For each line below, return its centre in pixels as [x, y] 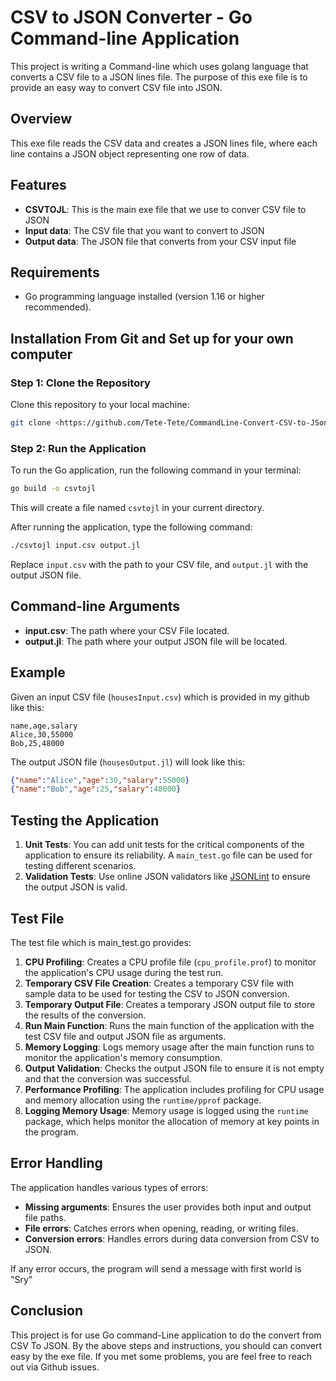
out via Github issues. [55, 1367]
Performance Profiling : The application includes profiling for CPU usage [174, 1089]
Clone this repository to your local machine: [100, 405]
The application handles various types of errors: [109, 1187]
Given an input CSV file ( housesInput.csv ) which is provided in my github [160, 697]
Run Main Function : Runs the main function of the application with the [169, 1025]
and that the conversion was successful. [108, 1078]
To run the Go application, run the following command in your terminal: [156, 470]
